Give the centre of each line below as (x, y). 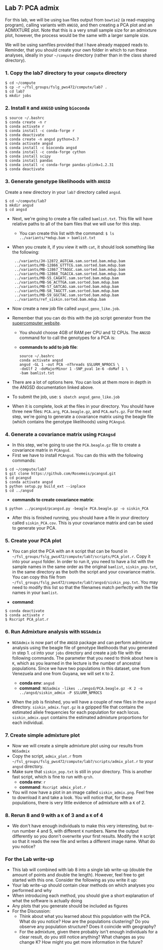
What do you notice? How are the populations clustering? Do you (84, 921)
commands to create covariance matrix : (53, 500)
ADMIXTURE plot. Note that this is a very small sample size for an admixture (81, 30)
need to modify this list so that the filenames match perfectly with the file (85, 588)
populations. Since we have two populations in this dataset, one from (81, 668)
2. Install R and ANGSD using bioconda (47, 108)
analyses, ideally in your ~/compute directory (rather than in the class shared (81, 55)
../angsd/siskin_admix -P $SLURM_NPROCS (61, 693)
